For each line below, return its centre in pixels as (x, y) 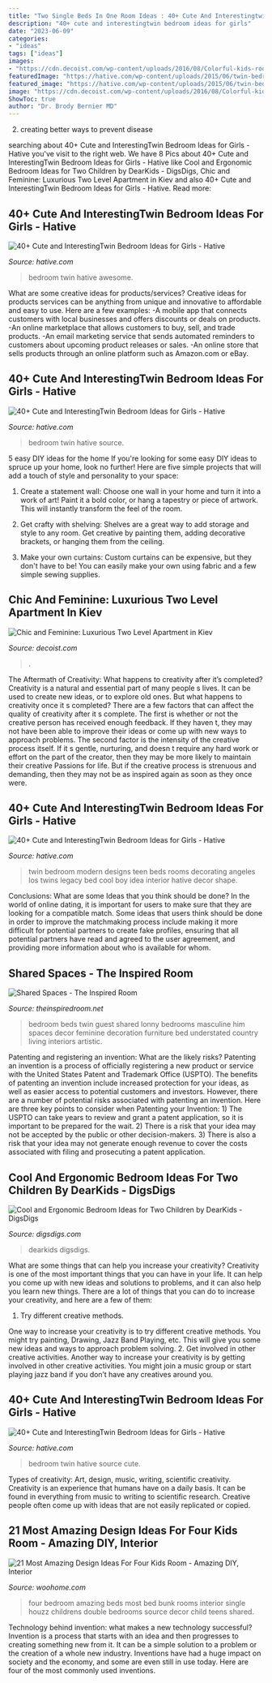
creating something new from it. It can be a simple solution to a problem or (133, 1644)
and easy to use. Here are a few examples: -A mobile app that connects (128, 310)
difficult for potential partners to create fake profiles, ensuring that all (123, 930)
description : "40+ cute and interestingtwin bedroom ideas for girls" (130, 24)
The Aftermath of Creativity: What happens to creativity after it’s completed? (136, 679)
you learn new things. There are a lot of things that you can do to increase (132, 1291)
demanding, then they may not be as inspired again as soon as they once (130, 774)
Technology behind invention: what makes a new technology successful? (130, 1627)
